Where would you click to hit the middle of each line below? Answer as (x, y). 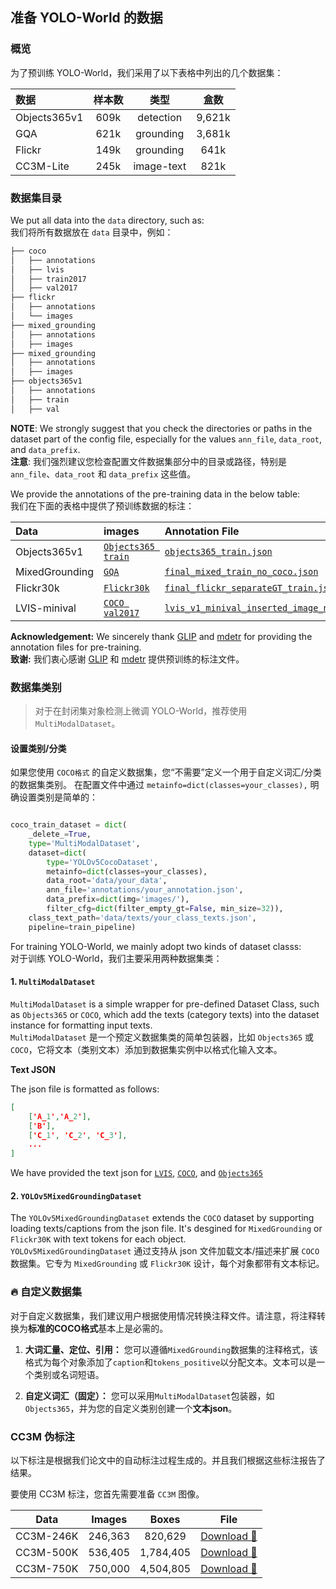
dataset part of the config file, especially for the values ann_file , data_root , (166, 439)
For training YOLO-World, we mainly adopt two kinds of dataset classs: (156, 946)
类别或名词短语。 (69, 1374)
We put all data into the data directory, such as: (107, 220)
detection (160, 117)
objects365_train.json (218, 551)
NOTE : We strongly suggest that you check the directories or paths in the (161, 428)
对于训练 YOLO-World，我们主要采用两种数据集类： (116, 958)
